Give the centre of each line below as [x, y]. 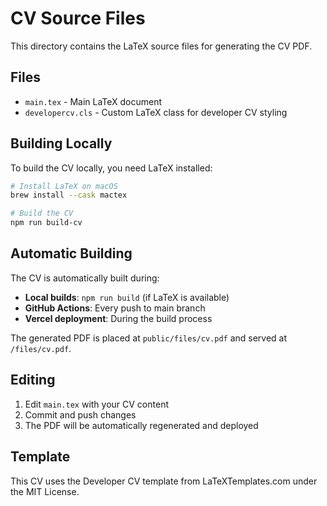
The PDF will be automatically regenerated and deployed [141, 425]
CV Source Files [78, 18]
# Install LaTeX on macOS [64, 186]
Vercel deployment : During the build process [118, 318]
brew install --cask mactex [69, 195]
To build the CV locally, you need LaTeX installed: [111, 168]
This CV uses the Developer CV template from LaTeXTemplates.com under [164, 481]
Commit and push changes [80, 414]
